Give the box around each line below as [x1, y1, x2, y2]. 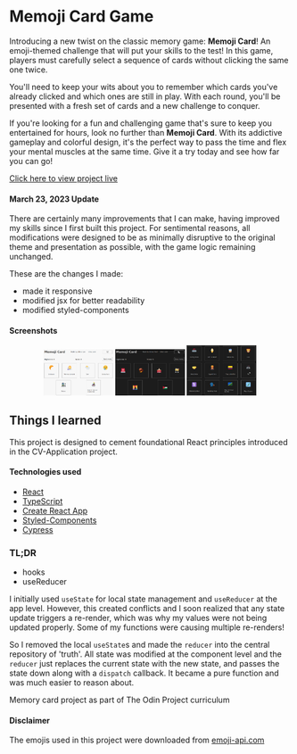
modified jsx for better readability [21, 295, 145, 306]
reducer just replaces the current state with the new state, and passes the [9, 659, 280, 669]
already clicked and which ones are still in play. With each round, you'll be [9, 91, 281, 102]
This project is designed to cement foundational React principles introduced [9, 436, 288, 447]
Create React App [21, 505, 88, 516]
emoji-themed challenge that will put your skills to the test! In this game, [9, 45, 274, 55]
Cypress [21, 524, 54, 534]
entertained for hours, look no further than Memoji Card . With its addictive [9, 127, 283, 137]
